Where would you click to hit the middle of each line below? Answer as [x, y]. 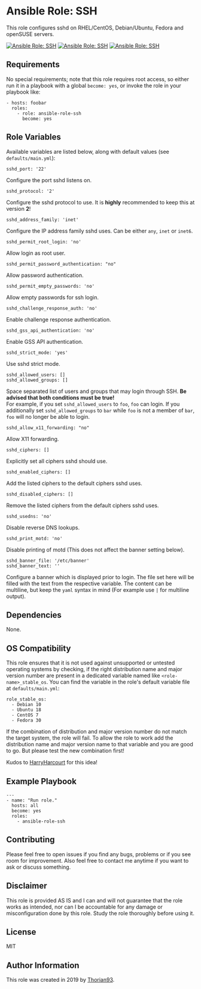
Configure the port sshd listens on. [49, 180]
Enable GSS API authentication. [45, 341]
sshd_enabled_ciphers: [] [38, 472]
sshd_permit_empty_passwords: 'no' [51, 286]
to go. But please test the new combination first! [65, 751]
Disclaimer [27, 886]
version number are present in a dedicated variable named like [83, 676]
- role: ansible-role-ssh [49, 113]
